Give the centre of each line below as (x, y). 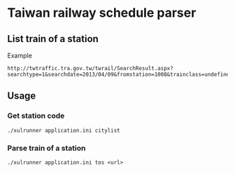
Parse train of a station (47, 148)
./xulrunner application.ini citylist (64, 130)
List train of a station (53, 39)
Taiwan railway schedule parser (102, 13)
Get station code (36, 116)
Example (20, 55)
